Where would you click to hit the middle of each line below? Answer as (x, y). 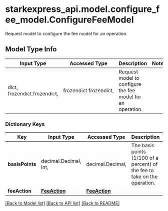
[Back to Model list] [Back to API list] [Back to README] (62, 204)
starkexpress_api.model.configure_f (82, 9)
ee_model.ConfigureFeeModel (69, 20)
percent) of (144, 164)
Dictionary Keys (25, 124)
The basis (143, 146)
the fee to (142, 171)
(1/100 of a (145, 158)
